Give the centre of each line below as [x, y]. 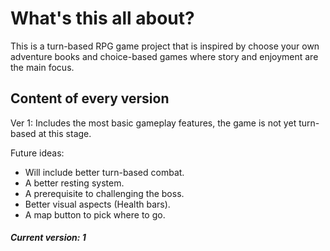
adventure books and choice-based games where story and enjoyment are [164, 56]
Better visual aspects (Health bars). [97, 204]
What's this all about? [102, 18]
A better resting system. [74, 183]
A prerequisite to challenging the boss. [104, 193]
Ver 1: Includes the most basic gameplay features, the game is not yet [153, 123]
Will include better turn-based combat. [104, 172]
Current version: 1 [48, 238]
